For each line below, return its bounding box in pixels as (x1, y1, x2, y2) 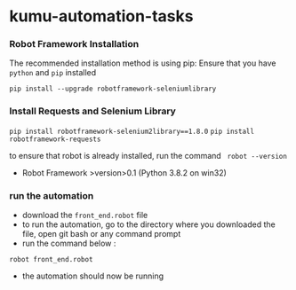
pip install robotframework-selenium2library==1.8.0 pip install (9, 127, 255, 136)
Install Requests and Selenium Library (9, 105, 176, 117)
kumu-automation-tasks (9, 6, 194, 27)
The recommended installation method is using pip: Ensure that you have (9, 58, 276, 68)
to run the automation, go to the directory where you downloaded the (21, 219, 276, 230)
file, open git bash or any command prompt (21, 229, 181, 239)
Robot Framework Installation (9, 38, 140, 51)
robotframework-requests (9, 135, 101, 144)
